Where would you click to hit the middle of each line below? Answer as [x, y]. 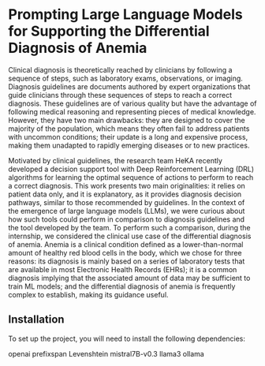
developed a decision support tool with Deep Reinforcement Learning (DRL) [131, 169]
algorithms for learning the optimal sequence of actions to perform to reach [131, 177]
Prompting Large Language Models [125, 15]
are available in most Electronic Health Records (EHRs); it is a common [123, 269]
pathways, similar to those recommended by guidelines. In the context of [127, 202]
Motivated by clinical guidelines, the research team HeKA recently [116, 160]
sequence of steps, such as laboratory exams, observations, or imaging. [125, 78]
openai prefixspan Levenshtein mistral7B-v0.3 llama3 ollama [106, 353]
